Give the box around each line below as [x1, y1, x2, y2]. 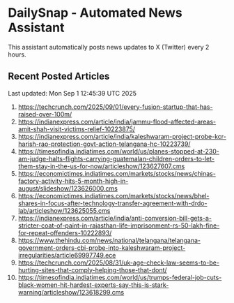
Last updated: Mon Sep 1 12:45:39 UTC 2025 [8, 89, 136, 97]
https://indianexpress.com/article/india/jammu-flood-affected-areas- [17, 117, 217, 126]
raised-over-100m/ [17, 110, 72, 118]
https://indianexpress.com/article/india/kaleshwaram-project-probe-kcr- [17, 132, 227, 140]
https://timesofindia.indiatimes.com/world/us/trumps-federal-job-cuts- [17, 273, 222, 281]
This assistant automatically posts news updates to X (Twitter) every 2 [8, 43, 210, 51]
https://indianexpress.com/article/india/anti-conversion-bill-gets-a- [17, 214, 212, 222]
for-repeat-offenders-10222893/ [17, 228, 112, 237]
